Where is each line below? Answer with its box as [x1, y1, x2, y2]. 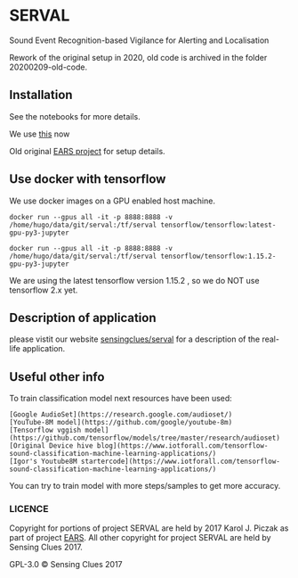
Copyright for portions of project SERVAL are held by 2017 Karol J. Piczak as [9, 523, 289, 533]
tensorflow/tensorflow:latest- [160, 220, 277, 229]
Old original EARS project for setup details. [9, 145, 166, 156]
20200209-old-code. [9, 62, 88, 72]
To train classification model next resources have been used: [9, 393, 233, 404]
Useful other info [9, 369, 105, 384]
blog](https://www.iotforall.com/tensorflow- [96, 442, 269, 450]
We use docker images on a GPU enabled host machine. [9, 195, 216, 206]
